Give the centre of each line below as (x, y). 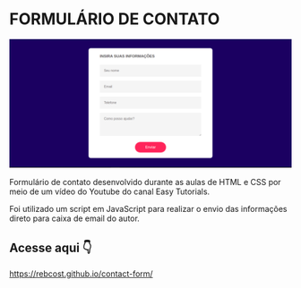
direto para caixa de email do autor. (75, 218)
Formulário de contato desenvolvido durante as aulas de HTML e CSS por (145, 182)
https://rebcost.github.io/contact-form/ (82, 274)
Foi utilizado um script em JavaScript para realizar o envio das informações (148, 209)
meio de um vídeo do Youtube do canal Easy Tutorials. (110, 191)
